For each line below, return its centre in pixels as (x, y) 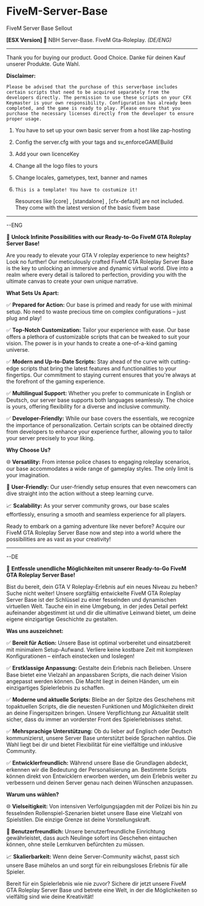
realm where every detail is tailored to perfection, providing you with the (96, 274)
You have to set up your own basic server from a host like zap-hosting (103, 130)
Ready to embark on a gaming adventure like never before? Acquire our (96, 526)
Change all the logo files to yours (56, 165)
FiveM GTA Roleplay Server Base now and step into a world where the (93, 532)
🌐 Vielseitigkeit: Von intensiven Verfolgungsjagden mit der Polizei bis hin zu (102, 806)
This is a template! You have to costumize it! (76, 190)
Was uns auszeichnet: (35, 631)
